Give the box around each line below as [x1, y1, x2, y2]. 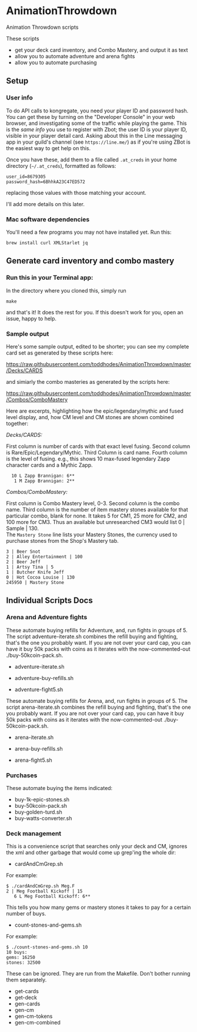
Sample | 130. [6, 525, 39, 532]
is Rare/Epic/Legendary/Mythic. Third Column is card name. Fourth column [6, 449, 188, 456]
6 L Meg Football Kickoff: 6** [14, 894, 91, 900]
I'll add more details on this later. [6, 200, 85, 207]
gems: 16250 [6, 955, 35, 961]
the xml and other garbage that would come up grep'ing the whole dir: [6, 849, 176, 856]
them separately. [6, 976, 47, 984]
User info [6, 94, 34, 102]
